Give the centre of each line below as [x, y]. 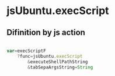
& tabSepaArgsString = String [60, 67]
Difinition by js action [46, 32]
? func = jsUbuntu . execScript [50, 56]
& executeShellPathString [58, 62]
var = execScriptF [26, 51]
